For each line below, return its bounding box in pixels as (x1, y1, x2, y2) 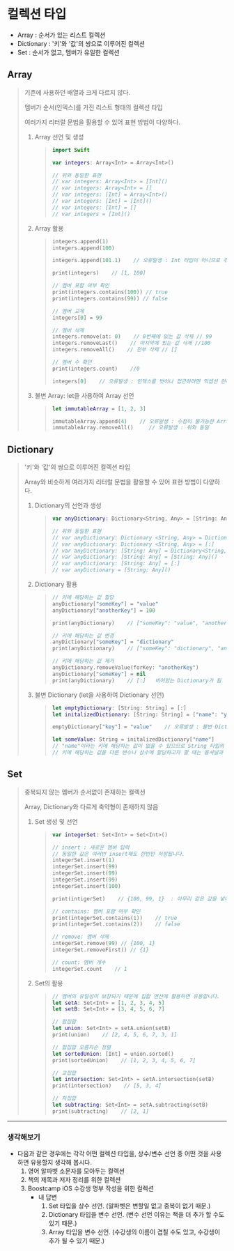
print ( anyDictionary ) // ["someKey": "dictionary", (52, 645, 214, 652)
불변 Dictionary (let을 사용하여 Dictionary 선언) (34, 691, 165, 699)
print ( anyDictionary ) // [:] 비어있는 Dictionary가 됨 (52, 677, 221, 684)
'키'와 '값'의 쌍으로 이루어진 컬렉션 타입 (24, 463, 131, 471)
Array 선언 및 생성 (34, 132, 84, 141)
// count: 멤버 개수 (52, 959, 106, 966)
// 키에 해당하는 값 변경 (52, 632, 114, 639)
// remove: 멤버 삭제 (52, 933, 109, 941)
